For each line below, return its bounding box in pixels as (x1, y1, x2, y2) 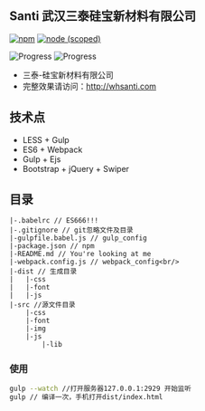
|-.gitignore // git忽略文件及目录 (9, 225, 134, 235)
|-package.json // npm (9, 242, 95, 251)
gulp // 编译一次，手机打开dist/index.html (9, 392, 163, 401)
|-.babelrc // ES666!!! (9, 216, 99, 225)
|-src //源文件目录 (9, 301, 76, 310)
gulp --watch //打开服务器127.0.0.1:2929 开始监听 (9, 384, 191, 393)
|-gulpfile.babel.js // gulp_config (9, 234, 147, 243)
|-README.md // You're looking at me (9, 250, 152, 259)
